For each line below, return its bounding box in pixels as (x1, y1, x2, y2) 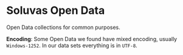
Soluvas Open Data (6, 4, 105, 18)
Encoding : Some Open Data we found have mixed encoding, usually (6, 35, 178, 42)
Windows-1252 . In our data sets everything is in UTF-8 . (6, 42, 138, 49)
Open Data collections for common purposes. (6, 24, 120, 31)
